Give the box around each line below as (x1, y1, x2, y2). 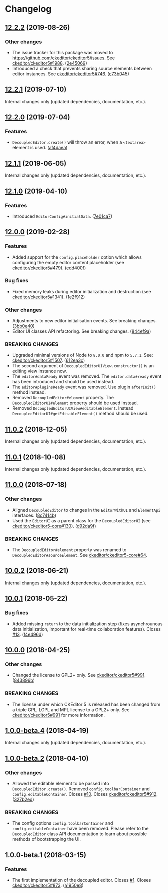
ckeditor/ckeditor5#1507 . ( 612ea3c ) (12, 357, 85, 363)
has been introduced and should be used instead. (12, 379, 115, 385)
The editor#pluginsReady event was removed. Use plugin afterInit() (12, 384, 156, 390)
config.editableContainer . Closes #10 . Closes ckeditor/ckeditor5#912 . (12, 791, 158, 797)
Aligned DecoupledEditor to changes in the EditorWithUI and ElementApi (12, 507, 161, 513)
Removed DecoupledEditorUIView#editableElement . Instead (12, 405, 134, 411)
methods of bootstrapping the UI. (12, 836, 81, 842)
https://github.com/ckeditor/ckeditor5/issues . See (12, 55, 115, 61)
